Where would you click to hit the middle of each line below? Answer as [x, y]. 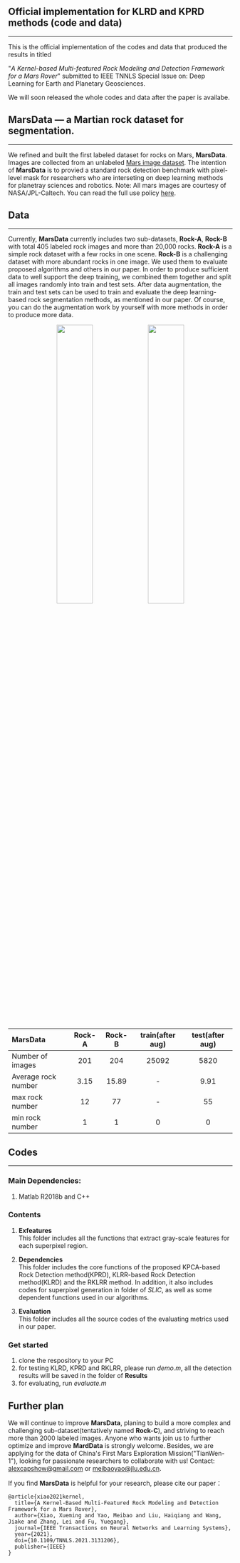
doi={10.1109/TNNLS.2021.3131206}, [67, 1540]
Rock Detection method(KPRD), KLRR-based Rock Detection [107, 1274]
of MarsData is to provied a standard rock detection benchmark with [109, 170]
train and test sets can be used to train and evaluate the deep [98, 292]
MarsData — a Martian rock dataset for [96, 120]
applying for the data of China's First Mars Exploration [87, 1453]
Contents [25, 1215]
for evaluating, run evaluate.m [62, 1383]
